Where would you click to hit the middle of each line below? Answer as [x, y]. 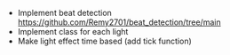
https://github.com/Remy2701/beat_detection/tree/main [119, 22]
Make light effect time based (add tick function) [105, 41]
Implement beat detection [65, 13]
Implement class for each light [73, 31]
